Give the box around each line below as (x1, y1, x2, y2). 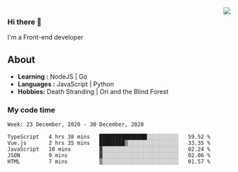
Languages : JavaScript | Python (17, 80, 115, 88)
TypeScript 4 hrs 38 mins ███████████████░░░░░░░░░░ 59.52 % (7, 134, 211, 141)
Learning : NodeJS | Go (17, 72, 88, 81)
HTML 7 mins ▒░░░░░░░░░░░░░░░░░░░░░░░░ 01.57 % (7, 159, 211, 166)
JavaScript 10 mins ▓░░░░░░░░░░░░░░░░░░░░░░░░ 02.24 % (7, 146, 211, 153)
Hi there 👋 (7, 17, 42, 27)
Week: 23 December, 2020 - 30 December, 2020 (7, 121, 144, 128)
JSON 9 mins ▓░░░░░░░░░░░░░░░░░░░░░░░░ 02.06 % (7, 152, 211, 159)
